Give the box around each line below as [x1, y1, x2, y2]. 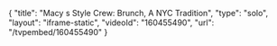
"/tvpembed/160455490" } [8, 27, 108, 37]
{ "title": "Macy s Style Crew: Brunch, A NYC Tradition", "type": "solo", [8, 8, 269, 18]
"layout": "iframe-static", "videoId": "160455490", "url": [8, 17, 215, 28]
